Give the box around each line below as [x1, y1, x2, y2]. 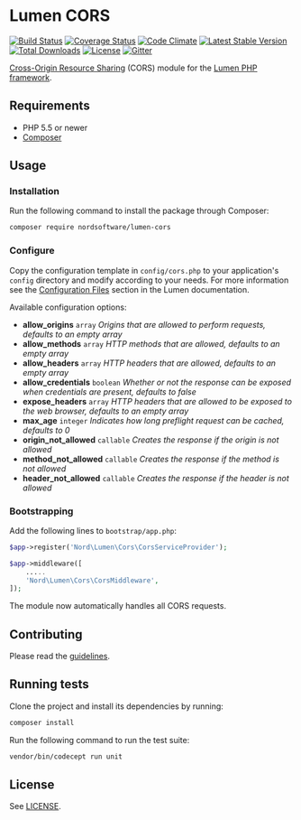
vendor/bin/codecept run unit [9, 751, 123, 761]
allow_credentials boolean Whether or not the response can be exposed [22, 377, 291, 387]
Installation [9, 185, 60, 198]
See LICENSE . [9, 801, 61, 812]
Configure [9, 245, 55, 257]
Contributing [9, 627, 83, 642]
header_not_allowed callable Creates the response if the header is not [22, 472, 290, 483]
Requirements [9, 98, 90, 114]
